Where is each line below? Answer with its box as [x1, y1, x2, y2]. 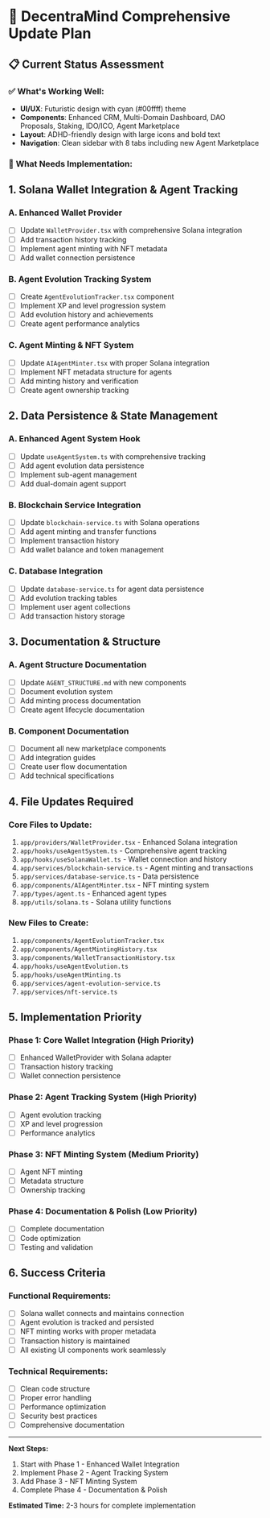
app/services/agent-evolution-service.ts [19, 980, 161, 988]
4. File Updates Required [8, 795, 134, 809]
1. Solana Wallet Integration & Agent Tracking [8, 183, 239, 196]
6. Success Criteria [8, 1266, 106, 1280]
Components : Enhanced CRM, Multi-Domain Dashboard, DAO [19, 112, 227, 122]
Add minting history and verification [19, 376, 139, 386]
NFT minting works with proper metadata [19, 1326, 157, 1336]
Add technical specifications [19, 771, 115, 780]
